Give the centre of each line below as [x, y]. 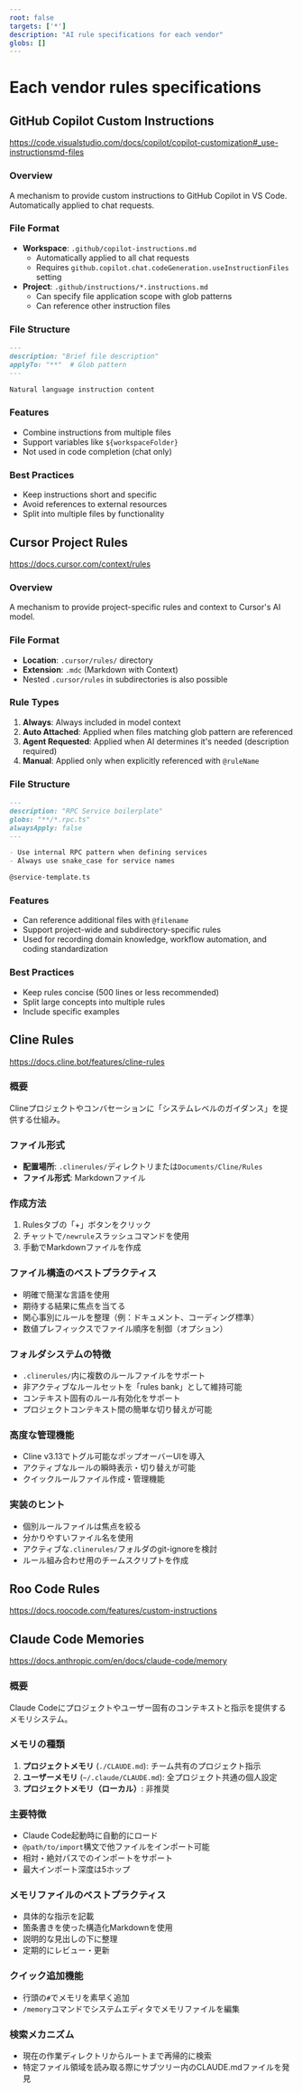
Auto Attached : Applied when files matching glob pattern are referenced [157, 731]
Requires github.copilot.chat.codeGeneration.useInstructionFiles [162, 267]
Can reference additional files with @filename [105, 920]
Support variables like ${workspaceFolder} [100, 442]
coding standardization [65, 949]
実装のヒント [37, 1504]
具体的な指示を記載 [58, 1917]
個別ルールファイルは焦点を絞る [82, 1526]
